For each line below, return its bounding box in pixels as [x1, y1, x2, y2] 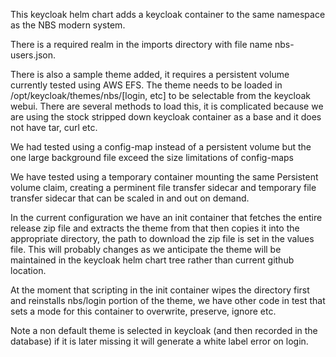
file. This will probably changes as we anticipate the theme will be [10, 244, 282, 255]
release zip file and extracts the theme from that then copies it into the [10, 222, 300, 234]
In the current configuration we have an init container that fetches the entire [10, 212, 323, 223]
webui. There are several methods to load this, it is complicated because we [10, 100, 324, 112]
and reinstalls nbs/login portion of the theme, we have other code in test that [10, 295, 326, 306]
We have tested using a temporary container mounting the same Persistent [10, 171, 319, 183]
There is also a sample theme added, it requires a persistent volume [10, 69, 290, 80]
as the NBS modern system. [10, 19, 126, 31]
